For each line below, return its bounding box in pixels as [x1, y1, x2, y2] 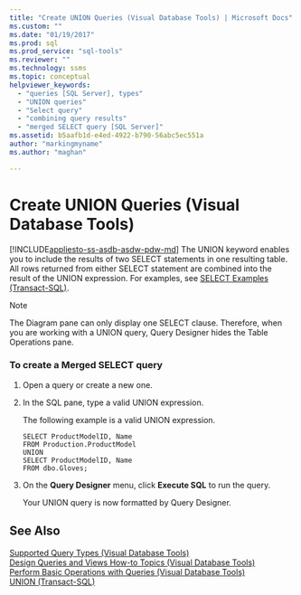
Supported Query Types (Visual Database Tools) [9, 547, 190, 558]
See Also [9, 524, 61, 539]
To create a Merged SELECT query [9, 359, 163, 372]
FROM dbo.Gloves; [22, 463, 89, 473]
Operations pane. [9, 336, 74, 347]
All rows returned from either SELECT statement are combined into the [9, 263, 273, 274]
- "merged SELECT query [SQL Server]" [17, 123, 165, 132]
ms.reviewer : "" [9, 55, 71, 64]
